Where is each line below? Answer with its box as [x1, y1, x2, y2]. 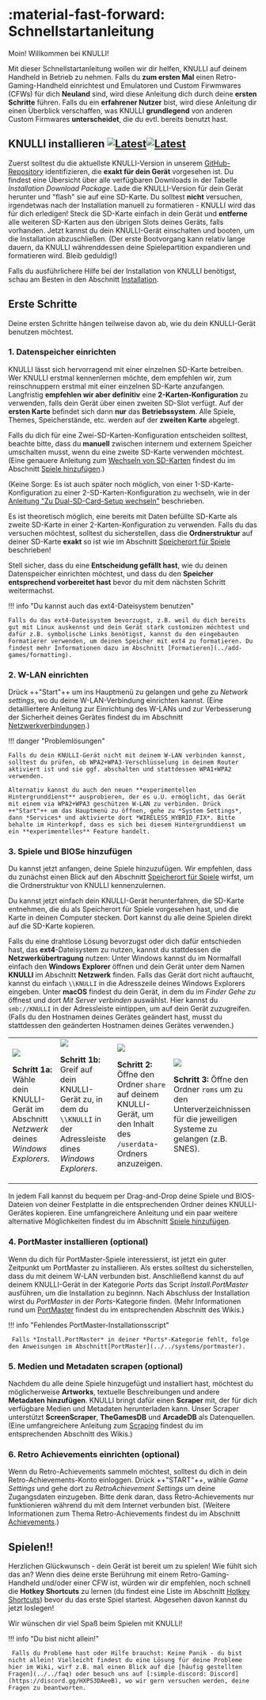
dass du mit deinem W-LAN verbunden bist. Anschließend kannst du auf [8, 1271, 244, 1281]
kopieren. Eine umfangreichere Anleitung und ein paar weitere [35, 1209, 238, 1218]
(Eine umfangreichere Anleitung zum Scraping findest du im [8, 1421, 203, 1430]
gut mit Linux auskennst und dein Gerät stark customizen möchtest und [8, 623, 249, 631]
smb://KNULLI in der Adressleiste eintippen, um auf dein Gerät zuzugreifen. [8, 1004, 252, 1014]
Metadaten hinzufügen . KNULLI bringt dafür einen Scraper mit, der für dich [8, 1395, 257, 1406]
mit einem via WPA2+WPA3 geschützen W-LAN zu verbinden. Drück [8, 800, 222, 808]
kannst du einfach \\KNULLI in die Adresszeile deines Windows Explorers [8, 979, 245, 989]
